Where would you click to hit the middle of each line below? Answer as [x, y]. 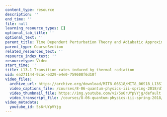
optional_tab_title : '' [30, 33]
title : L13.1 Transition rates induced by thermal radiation [70, 70]
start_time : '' [21, 65]
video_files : [19, 79]
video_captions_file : [32, 88]
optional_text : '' [24, 38]
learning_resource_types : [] [35, 28]
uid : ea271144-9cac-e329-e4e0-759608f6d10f [51, 75]
